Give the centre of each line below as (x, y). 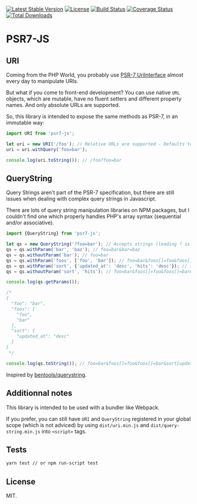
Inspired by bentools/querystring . (46, 375)
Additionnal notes (39, 393)
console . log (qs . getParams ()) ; (43, 282)
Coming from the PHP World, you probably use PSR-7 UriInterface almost (95, 75)
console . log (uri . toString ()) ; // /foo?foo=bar (64, 160)
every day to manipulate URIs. (42, 81)
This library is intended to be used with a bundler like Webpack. (83, 407)
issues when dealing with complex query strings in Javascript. (81, 199)
